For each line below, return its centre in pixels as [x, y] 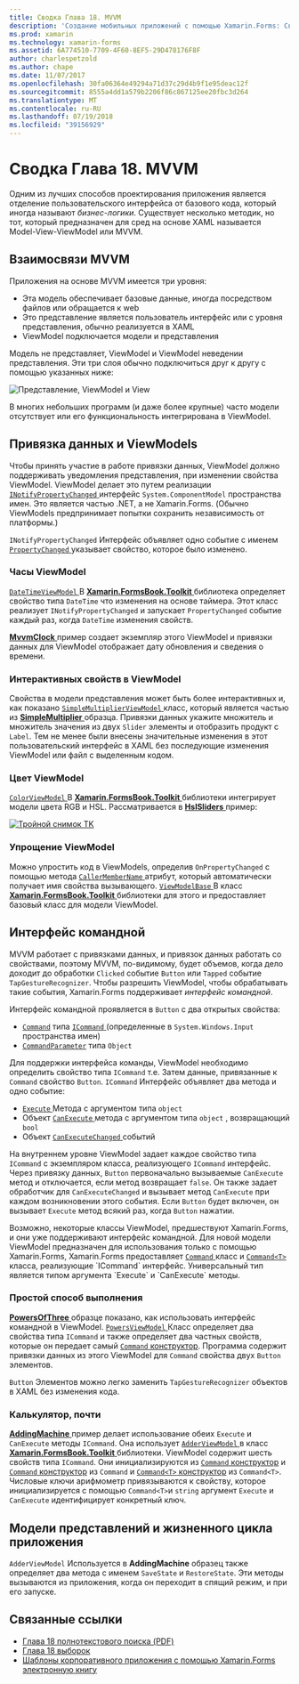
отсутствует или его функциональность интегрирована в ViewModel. [140, 416]
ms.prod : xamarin [41, 34]
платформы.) [34, 522]
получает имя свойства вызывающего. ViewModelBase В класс [126, 886]
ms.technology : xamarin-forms [65, 42]
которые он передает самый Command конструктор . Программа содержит [148, 1346]
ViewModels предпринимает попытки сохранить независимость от [137, 513]
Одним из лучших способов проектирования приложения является [138, 193]
